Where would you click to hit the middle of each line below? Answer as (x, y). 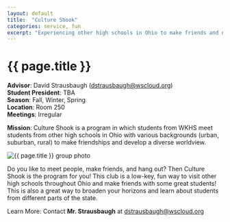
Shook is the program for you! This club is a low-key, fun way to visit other (112, 176)
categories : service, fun (44, 26)
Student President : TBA (41, 92)
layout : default (30, 13)
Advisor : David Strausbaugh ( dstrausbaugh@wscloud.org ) (90, 86)
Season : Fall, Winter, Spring (47, 100)
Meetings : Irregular (35, 114)
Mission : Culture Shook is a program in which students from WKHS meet (110, 128)
